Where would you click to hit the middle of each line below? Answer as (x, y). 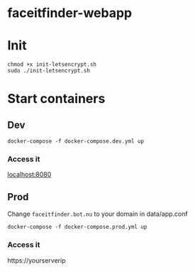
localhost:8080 (29, 175)
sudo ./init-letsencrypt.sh (49, 71)
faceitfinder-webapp (70, 13)
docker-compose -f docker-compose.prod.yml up (77, 227)
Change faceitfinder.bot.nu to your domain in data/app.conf (97, 214)
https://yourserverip (37, 260)
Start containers (56, 99)
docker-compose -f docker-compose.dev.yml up (76, 141)
